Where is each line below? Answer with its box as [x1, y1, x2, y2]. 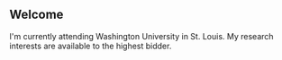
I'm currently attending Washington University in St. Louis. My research [9, 30, 274, 41]
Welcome [9, 7, 64, 22]
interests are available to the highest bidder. [9, 40, 172, 51]
